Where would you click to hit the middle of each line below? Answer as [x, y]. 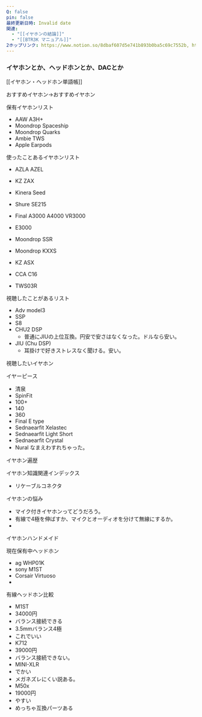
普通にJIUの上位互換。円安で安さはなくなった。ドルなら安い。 [102, 337]
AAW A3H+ [29, 119]
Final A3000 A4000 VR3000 [50, 216]
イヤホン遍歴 [22, 460]
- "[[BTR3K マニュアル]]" [42, 40]
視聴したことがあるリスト [38, 298]
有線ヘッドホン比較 [30, 595]
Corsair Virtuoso [35, 576]
